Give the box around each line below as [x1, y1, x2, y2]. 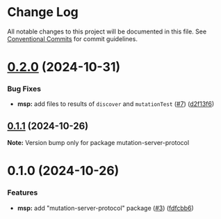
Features [7, 188, 38, 197]
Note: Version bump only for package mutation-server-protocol [7, 139, 190, 147]
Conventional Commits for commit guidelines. [7, 34, 138, 43]
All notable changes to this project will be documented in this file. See [7, 27, 207, 36]
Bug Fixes [7, 84, 42, 94]
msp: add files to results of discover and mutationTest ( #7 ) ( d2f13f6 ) [17, 100, 215, 108]
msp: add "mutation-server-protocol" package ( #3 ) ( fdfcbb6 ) [17, 204, 195, 212]
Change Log [7, 4, 79, 20]
